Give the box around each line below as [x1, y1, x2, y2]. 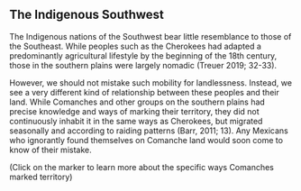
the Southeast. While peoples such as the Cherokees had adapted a [9, 41, 261, 51]
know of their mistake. [9, 144, 92, 155]
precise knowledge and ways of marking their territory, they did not [9, 105, 260, 116]
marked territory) [9, 171, 73, 182]
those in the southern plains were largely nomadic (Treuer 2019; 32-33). [9, 59, 278, 70]
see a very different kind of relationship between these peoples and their [9, 86, 279, 97]
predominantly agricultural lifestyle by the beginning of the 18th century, [9, 50, 278, 61]
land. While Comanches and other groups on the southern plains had [9, 96, 266, 107]
